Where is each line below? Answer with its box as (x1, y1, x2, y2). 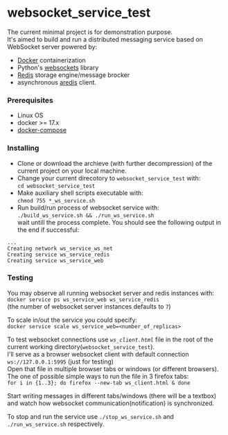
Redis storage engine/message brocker (17, 71, 130, 79)
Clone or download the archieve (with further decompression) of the (17, 159, 213, 167)
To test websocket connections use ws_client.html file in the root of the (7, 335, 213, 343)
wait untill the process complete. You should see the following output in (17, 218, 222, 226)
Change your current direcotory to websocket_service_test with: (17, 173, 201, 182)
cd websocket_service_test (17, 182, 96, 189)
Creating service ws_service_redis (7, 251, 110, 258)
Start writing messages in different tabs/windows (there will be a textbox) (7, 391, 217, 400)
